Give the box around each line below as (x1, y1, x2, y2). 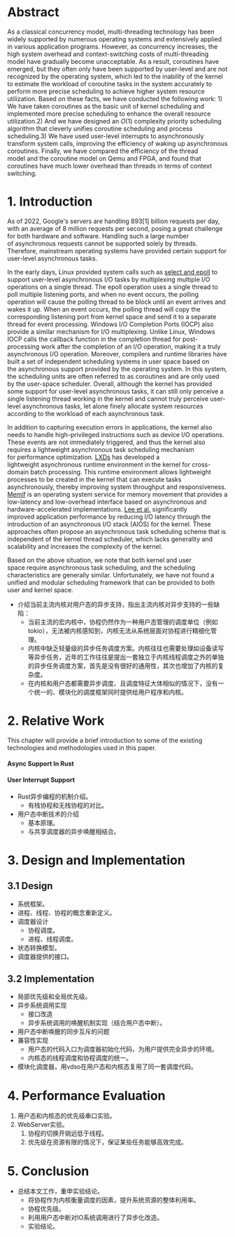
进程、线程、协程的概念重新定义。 (17, 908, 116, 916)
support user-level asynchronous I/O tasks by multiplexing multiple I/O (7, 275, 211, 283)
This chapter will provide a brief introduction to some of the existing (7, 736, 203, 744)
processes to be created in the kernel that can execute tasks (7, 475, 182, 483)
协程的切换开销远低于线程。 (27, 1129, 108, 1137)
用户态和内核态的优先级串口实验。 (17, 1111, 116, 1120)
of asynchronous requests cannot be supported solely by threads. (7, 239, 198, 248)
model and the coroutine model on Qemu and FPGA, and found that (7, 154, 201, 162)
